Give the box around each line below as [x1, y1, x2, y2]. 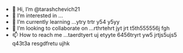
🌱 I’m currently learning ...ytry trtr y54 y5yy [11, 18, 120, 25]
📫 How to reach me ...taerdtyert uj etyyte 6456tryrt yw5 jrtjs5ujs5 [11, 32, 177, 38]
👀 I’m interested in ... [11, 12, 63, 19]
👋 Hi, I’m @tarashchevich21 [11, 6, 80, 13]
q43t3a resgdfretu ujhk [11, 40, 70, 47]
